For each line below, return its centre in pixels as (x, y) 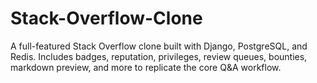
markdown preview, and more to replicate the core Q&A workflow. (146, 67)
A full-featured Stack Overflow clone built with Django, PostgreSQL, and (159, 46)
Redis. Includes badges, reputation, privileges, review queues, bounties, (159, 56)
